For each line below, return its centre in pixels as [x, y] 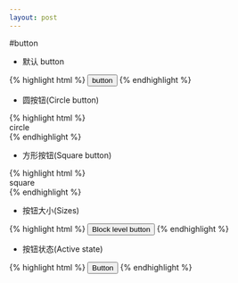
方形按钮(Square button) [67, 155]
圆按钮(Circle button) [61, 100]
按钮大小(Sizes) [51, 210]
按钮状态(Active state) [62, 249]
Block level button [121, 229]
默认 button [43, 61]
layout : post [33, 17]
